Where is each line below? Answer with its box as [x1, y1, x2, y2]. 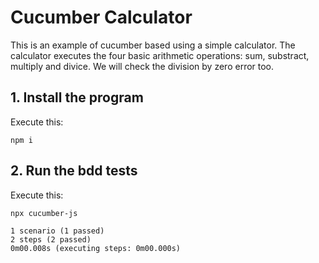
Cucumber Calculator [10, 6, 193, 29]
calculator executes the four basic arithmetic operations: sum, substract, [10, 49, 310, 61]
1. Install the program [10, 89, 144, 106]
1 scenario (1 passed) [10, 226, 105, 236]
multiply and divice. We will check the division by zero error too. [10, 60, 275, 72]
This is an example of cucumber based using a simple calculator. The [10, 39, 296, 51]
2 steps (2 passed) [10, 234, 92, 245]
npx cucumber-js [10, 208, 78, 218]
